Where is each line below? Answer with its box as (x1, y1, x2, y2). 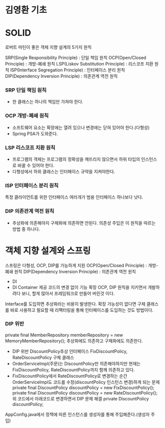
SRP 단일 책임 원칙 (5, 87, 47, 94)
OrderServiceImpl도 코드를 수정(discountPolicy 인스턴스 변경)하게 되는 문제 (12, 379, 160, 385)
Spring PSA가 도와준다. (12, 131, 58, 136)
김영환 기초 (5, 4, 47, 16)
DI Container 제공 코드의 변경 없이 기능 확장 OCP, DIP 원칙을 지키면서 (12, 284, 147, 290)
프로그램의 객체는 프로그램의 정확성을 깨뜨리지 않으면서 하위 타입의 (12, 156, 140, 163)
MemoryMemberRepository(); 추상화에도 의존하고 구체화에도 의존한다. (5, 338, 143, 344)
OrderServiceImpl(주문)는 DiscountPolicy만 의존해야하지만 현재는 (12, 361, 141, 366)
